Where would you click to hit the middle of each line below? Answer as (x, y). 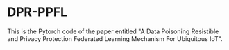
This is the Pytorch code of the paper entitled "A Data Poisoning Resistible (113, 31)
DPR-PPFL (37, 12)
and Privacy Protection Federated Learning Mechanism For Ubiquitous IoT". (115, 38)
